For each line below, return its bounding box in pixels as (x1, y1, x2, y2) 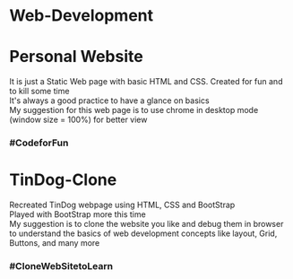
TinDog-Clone (9, 170, 117, 190)
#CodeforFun (9, 136, 69, 149)
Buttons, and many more (9, 237, 100, 248)
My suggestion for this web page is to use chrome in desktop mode (9, 105, 259, 116)
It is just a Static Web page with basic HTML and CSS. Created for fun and (9, 76, 283, 87)
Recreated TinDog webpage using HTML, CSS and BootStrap (9, 199, 236, 210)
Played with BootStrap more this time (9, 208, 146, 220)
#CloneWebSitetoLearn (9, 259, 114, 272)
